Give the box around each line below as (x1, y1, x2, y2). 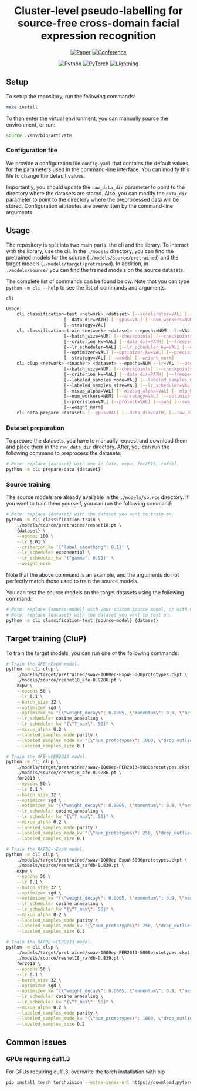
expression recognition (40, 29, 157, 42)
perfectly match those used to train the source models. (6, 578, 139, 585)
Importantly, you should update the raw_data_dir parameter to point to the (6, 184, 185, 191)
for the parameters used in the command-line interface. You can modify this (6, 166, 189, 173)
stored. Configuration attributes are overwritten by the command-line (6, 202, 173, 209)
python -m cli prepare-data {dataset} (6, 467, 101, 473)
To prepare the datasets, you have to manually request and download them (6, 437, 188, 444)
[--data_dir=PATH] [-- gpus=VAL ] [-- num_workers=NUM (63, 317, 193, 323)
